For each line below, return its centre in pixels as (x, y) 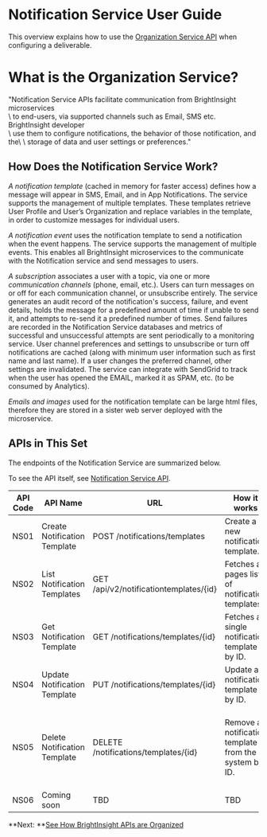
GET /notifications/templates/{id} (154, 636)
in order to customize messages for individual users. (94, 220)
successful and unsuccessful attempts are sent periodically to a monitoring (131, 335)
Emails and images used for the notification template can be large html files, (133, 401)
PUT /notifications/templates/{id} (154, 684)
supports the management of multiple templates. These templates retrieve (130, 203)
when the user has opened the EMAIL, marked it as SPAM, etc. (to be (121, 377)
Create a (240, 521)
